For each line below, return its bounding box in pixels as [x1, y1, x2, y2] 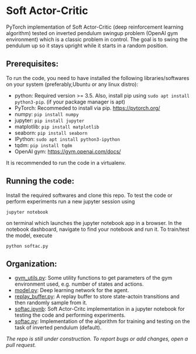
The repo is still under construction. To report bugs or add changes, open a [6, 335, 188, 342]
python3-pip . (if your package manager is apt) [14, 98, 126, 105]
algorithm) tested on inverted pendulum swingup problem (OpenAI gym [6, 29, 178, 36]
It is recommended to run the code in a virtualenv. [6, 159, 126, 166]
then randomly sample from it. [14, 299, 88, 306]
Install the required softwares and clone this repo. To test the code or [6, 192, 173, 199]
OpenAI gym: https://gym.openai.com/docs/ [14, 148, 121, 155]
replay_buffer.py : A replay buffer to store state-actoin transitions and [14, 293, 180, 300]
